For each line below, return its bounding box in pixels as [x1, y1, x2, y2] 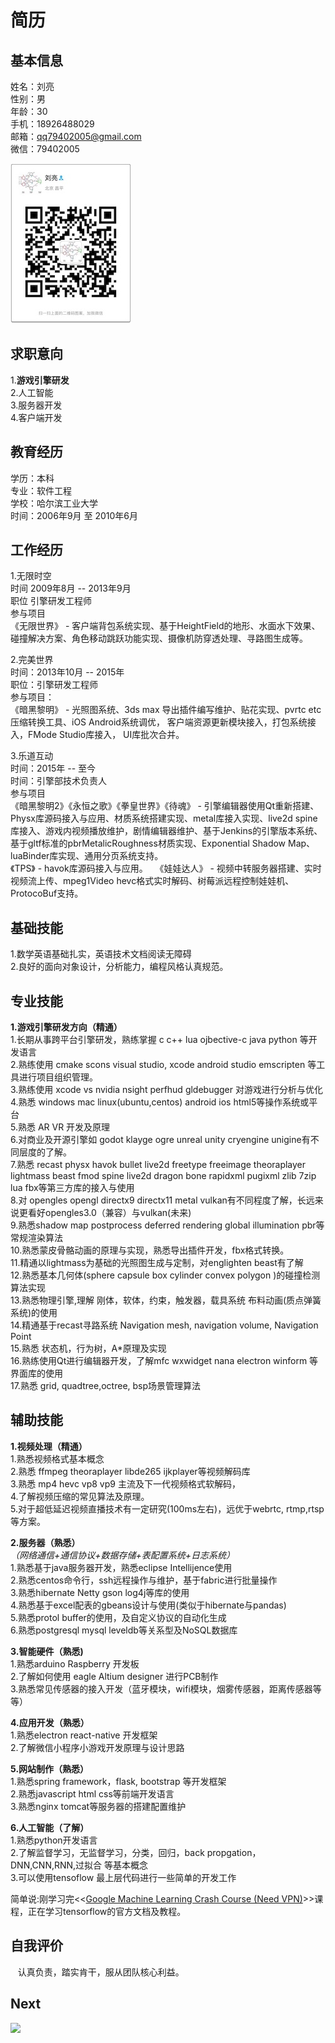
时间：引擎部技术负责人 [10, 775, 107, 787]
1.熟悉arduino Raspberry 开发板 [10, 1657, 140, 1670]
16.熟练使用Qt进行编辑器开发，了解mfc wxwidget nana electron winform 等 [10, 1355, 319, 1367]
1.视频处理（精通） [10, 1440, 88, 1452]
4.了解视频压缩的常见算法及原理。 [10, 1490, 150, 1502]
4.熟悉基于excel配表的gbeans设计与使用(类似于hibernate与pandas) [10, 1599, 287, 1611]
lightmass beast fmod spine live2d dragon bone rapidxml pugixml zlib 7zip [10, 1170, 317, 1182]
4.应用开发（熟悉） [10, 1716, 90, 1728]
